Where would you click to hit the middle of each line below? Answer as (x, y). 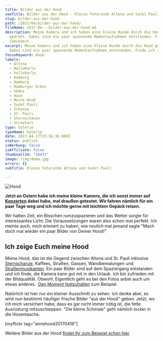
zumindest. (20, 41)
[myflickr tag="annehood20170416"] (41, 323)
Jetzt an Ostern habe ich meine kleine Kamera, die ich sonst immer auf (78, 196)
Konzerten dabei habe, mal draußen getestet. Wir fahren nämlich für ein (79, 201)
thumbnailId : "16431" (27, 154)
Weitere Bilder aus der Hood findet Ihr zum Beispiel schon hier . (68, 333)
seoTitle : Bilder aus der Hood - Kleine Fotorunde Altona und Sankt (76, 14)
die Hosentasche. (23, 314)
